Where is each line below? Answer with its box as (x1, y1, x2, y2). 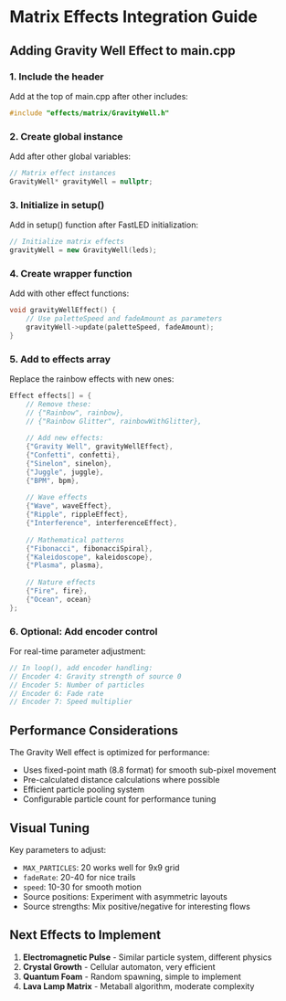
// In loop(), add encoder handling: (9, 663, 154, 672)
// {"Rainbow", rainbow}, (26, 408, 125, 417)
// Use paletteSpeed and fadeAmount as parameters (26, 314, 223, 323)
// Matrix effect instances (9, 169, 117, 178)
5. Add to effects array (9, 353, 111, 365)
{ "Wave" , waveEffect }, (26, 501, 112, 511)
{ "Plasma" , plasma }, (26, 561, 104, 570)
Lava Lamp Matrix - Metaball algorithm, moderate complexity (22, 980, 255, 992)
